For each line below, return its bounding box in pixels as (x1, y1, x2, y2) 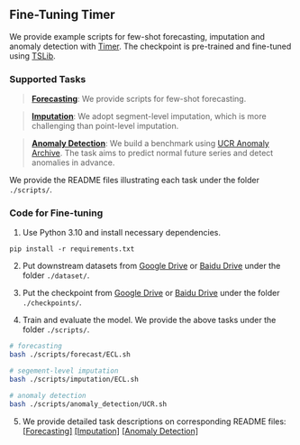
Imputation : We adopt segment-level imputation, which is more (31, 111, 268, 122)
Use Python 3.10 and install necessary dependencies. (22, 227, 221, 238)
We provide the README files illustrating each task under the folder (9, 175, 259, 186)
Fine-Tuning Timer (9, 7, 115, 23)
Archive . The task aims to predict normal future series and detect (31, 148, 274, 159)
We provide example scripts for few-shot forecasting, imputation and (9, 31, 266, 42)
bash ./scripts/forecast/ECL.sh (9, 350, 131, 359)
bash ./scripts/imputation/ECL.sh (9, 375, 140, 385)
